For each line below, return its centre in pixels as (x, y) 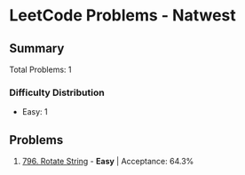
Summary (37, 48)
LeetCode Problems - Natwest (123, 16)
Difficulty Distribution (57, 92)
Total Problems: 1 (40, 69)
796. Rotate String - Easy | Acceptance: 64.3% (108, 162)
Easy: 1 (35, 112)
